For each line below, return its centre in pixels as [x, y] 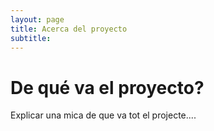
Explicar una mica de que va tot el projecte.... [103, 115]
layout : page [37, 19]
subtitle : [31, 38]
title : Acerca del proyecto [69, 29]
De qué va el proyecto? [107, 87]
